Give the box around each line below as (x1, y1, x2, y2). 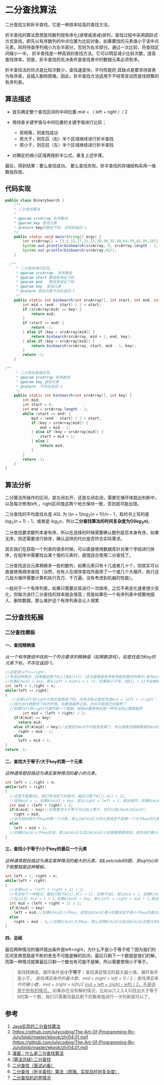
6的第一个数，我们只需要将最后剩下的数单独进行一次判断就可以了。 (17, 994, 153, 1000)
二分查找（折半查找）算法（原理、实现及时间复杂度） (12, 1069, 120, 1075)
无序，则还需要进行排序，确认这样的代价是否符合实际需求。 (5, 535, 125, 541)
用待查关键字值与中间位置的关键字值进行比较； (12, 119, 106, 125)
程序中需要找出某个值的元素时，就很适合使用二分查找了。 (18, 552, 133, 558)
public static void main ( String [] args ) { (14, 234, 102, 239)
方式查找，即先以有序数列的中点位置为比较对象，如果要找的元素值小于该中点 (5, 38, 159, 44)
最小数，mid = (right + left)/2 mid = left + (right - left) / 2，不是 (25, 982, 152, 988)
